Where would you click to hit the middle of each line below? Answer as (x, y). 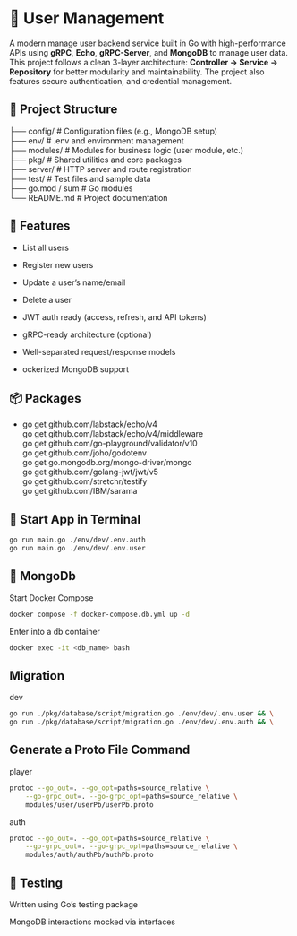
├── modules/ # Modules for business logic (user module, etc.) (127, 150)
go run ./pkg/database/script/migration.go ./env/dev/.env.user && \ (142, 714)
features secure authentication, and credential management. (121, 81)
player (21, 771)
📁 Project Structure (64, 110)
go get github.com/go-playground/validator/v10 (110, 444)
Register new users (58, 264)
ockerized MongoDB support (76, 369)
